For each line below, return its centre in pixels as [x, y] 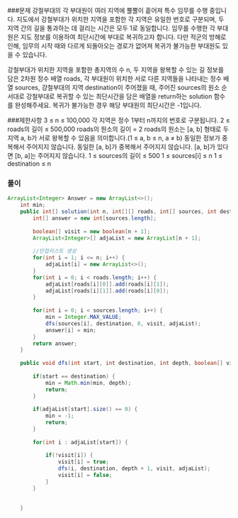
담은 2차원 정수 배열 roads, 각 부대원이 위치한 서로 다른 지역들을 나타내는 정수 [114, 79]
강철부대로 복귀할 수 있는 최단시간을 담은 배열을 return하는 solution [119, 96]
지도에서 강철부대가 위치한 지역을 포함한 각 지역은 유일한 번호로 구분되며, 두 [120, 19]
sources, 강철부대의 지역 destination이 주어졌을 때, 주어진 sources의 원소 [117, 88]
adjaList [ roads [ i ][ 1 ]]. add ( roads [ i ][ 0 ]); [107, 291]
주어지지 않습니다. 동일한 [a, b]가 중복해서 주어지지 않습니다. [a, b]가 [121, 147]
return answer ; [55, 343]
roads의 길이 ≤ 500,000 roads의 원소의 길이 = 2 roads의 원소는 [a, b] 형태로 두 [118, 129]
